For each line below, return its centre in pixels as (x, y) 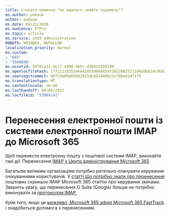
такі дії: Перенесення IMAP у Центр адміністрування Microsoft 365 (77, 161)
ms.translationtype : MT (30, 81)
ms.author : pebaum (25, 15)
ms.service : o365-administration (40, 39)
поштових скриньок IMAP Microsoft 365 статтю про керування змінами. (83, 182)
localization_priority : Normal (38, 48)
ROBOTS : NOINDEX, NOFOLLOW (34, 43)
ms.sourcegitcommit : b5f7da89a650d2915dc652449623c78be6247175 (73, 76)
